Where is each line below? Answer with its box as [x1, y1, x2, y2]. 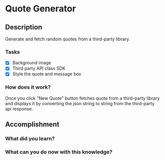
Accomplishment [5, 120, 60, 129]
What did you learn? [5, 135, 55, 142]
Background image [12, 60, 51, 66]
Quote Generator [5, 3, 76, 14]
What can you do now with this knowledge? [5, 149, 113, 156]
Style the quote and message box [12, 71, 82, 77]
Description [5, 23, 42, 31]
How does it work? [5, 84, 51, 91]
